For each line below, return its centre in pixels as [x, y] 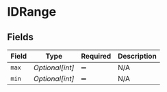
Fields [21, 37]
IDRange [32, 12]
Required [96, 56]
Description [137, 56]
